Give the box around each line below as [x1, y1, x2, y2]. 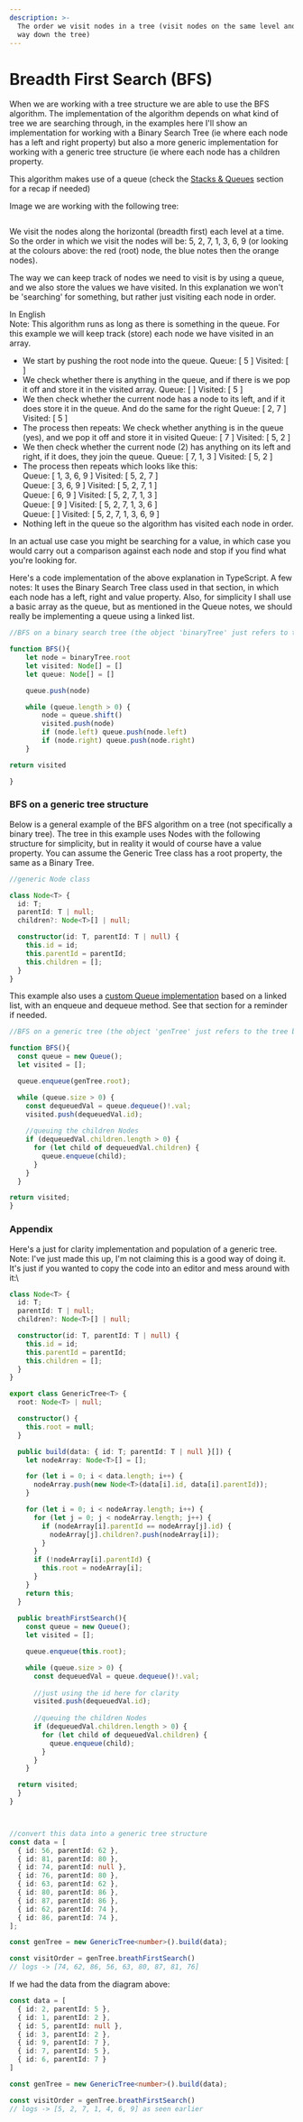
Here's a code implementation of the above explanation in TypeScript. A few [9, 572, 293, 583]
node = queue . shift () [41, 710, 124, 720]
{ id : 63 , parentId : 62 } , [17, 1879, 119, 1889]
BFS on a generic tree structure [9, 798, 149, 811]
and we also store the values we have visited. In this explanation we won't [9, 282, 284, 293]
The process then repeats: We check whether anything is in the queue [22, 422, 284, 433]
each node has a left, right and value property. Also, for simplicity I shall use [9, 592, 291, 603]
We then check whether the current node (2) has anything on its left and [22, 441, 291, 452]
